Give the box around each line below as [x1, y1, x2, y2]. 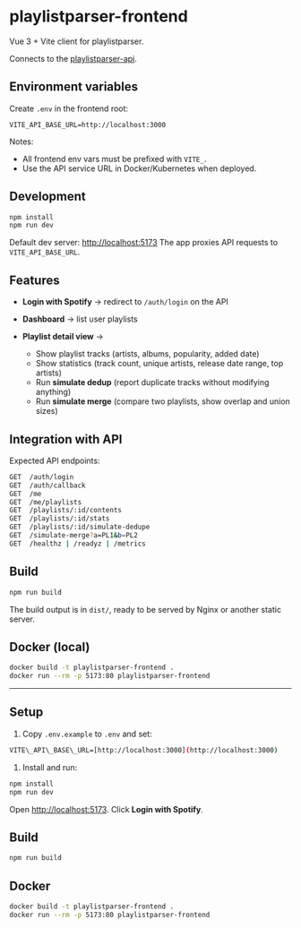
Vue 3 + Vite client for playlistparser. [9, 36, 144, 47]
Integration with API [9, 432, 123, 447]
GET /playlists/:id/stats [9, 514, 110, 523]
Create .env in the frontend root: [9, 103, 128, 114]
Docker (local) [9, 639, 90, 655]
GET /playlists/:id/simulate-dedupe [9, 522, 150, 532]
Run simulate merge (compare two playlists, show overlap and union [35, 396, 291, 407]
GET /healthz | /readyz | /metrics [9, 539, 146, 548]
